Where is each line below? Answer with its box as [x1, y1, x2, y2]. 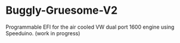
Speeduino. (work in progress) [5, 29, 80, 36]
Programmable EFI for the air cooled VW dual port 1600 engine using [5, 23, 175, 30]
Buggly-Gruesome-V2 [5, 4, 118, 17]
